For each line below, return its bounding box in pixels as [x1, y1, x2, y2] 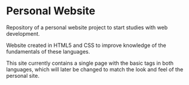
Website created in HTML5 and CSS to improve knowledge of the [6, 42, 166, 49]
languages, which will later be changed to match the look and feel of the [6, 65, 184, 73]
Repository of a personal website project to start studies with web [6, 24, 168, 31]
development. [6, 30, 40, 37]
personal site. [6, 72, 40, 79]
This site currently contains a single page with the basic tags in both [6, 59, 174, 67]
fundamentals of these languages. [6, 48, 91, 55]
